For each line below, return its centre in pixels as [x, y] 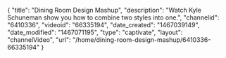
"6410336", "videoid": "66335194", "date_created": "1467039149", [103, 25]
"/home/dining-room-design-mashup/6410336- [142, 40]
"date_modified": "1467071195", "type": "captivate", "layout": [95, 32]
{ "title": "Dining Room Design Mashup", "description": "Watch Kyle [105, 10]
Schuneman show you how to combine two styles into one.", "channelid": [113, 17]
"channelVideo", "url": [39, 40]
